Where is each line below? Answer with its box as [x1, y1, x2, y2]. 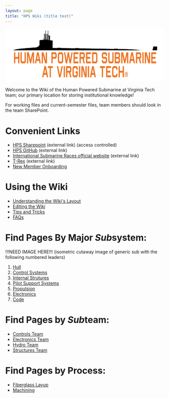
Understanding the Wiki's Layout [12, 198, 81, 204]
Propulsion [12, 286, 35, 292]
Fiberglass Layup [12, 382, 49, 388]
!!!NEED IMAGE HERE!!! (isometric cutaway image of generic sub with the [5, 249, 158, 255]
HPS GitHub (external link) [12, 147, 67, 153]
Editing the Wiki [12, 204, 46, 210]
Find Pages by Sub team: [5, 314, 110, 326]
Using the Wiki [5, 181, 68, 193]
